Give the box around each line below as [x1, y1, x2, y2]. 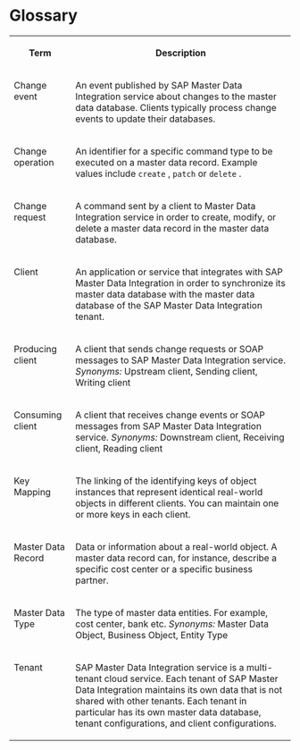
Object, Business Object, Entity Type [75, 628, 229, 641]
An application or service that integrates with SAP [75, 265, 284, 278]
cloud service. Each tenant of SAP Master [104, 672, 279, 685]
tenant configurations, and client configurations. [75, 717, 277, 729]
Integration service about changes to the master [75, 90, 277, 103]
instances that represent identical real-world [75, 485, 263, 498]
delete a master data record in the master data [75, 222, 270, 234]
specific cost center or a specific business [75, 562, 253, 575]
